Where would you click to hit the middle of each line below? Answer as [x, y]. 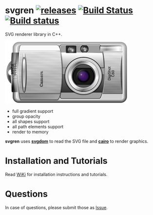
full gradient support [33, 111]
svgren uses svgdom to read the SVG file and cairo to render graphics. [77, 141]
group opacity [26, 116]
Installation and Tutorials [56, 161]
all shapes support [31, 121]
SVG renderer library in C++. [34, 34]
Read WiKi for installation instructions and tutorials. [56, 174]
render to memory [30, 132]
